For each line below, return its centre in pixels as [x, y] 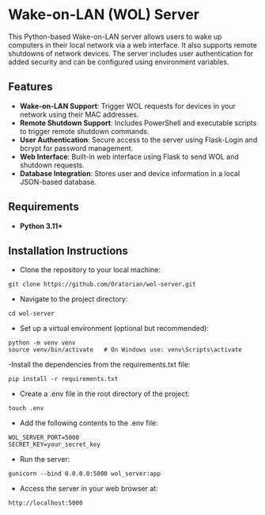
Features [30, 87]
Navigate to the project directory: [74, 299]
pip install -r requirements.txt [63, 379]
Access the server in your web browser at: [89, 489]
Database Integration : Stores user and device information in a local [130, 173]
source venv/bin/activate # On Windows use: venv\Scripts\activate [125, 350]
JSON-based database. [58, 182]
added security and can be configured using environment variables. [119, 62]
